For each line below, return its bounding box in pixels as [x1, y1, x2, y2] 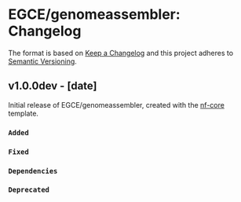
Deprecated [8, 185, 49, 194]
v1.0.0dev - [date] [8, 79, 97, 93]
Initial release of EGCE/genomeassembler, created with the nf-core [8, 100, 225, 109]
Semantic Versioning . [8, 57, 77, 66]
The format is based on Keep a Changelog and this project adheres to [8, 48, 234, 57]
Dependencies [8, 167, 58, 175]
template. [8, 108, 39, 118]
